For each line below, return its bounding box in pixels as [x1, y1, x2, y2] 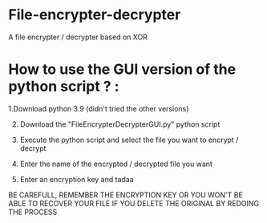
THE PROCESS [8, 207, 58, 217]
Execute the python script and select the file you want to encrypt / [19, 135, 239, 144]
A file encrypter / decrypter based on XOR [8, 32, 148, 42]
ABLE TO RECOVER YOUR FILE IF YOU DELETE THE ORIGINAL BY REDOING [8, 198, 260, 208]
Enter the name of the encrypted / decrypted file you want [19, 159, 212, 168]
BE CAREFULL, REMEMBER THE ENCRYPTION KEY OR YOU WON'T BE [8, 190, 243, 200]
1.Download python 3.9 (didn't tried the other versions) [8, 103, 189, 113]
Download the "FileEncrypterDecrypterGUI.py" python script [19, 119, 220, 129]
